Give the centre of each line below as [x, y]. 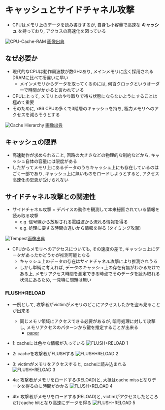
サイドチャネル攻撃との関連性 [50, 196]
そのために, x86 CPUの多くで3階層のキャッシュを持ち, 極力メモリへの [83, 108]
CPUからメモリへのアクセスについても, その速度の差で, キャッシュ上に [84, 249]
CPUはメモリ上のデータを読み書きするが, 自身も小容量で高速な [76, 25]
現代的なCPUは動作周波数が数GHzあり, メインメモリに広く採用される [83, 71]
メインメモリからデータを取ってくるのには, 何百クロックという [83, 83]
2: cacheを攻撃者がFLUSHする [43, 353]
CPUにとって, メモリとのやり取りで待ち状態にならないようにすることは [85, 96]
